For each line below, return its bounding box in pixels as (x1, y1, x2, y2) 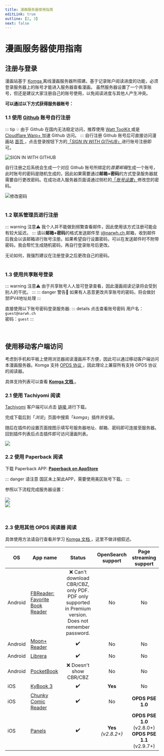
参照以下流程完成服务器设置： (5, 486, 65, 492)
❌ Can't (69, 568, 87, 575)
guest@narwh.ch (5, 311, 36, 316)
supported (65, 599, 90, 606)
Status (70, 554, 86, 561)
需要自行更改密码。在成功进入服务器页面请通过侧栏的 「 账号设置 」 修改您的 (5, 176, 155, 182)
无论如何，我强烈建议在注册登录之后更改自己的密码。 (5, 252, 112, 258)
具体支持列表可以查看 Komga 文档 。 (5, 378, 79, 384)
